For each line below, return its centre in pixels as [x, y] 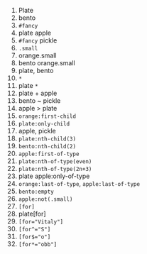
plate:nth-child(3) [47, 139]
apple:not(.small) [45, 199]
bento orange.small [47, 63]
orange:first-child [47, 116]
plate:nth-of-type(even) [55, 162]
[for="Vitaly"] [41, 222]
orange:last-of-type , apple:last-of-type [79, 183]
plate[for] [32, 214]
